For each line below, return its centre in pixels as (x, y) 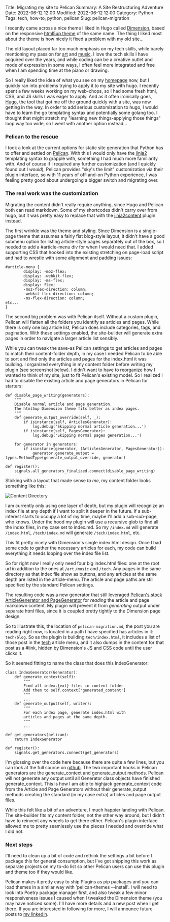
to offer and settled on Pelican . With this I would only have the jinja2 (76, 153)
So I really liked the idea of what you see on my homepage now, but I (77, 80)
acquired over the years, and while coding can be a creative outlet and (79, 60)
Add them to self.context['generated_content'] (75, 690)
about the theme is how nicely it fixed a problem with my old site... (74, 39)
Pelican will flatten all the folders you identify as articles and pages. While (82, 322)
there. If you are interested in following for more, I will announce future (79, 909)
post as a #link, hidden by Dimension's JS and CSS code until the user (79, 648)
